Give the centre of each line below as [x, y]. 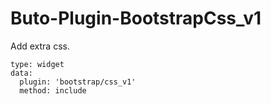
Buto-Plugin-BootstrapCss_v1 [136, 18]
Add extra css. [40, 46]
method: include [53, 90]
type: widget [37, 64]
